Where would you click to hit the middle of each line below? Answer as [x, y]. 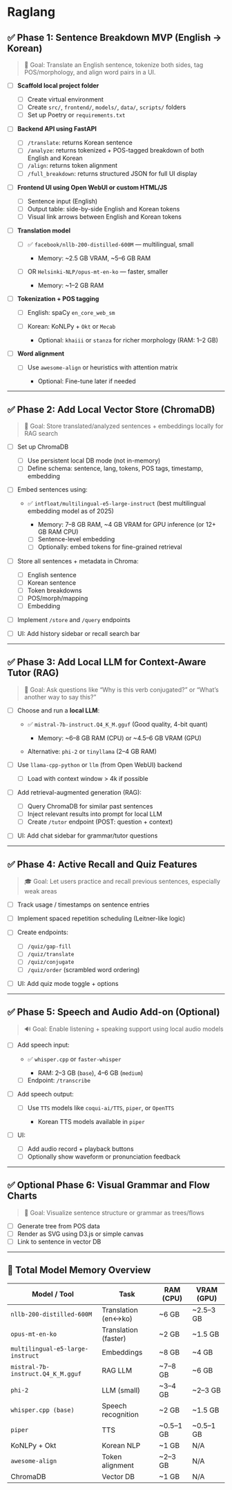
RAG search [41, 434]
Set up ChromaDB [43, 447]
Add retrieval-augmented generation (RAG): [79, 792]
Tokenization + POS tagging [58, 299]
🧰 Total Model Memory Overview [79, 1270]
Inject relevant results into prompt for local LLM [95, 814]
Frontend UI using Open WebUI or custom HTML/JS [92, 187]
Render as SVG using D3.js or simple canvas [80, 1234]
